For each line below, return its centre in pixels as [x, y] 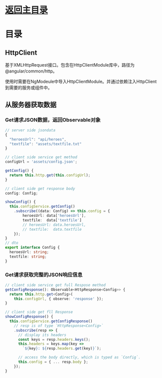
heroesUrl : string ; [29, 252]
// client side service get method [41, 157]
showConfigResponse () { [29, 317]
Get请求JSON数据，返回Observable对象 [53, 119]
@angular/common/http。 [31, 71]
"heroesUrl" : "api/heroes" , [38, 139]
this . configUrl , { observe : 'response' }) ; [59, 299]
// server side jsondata [30, 130]
